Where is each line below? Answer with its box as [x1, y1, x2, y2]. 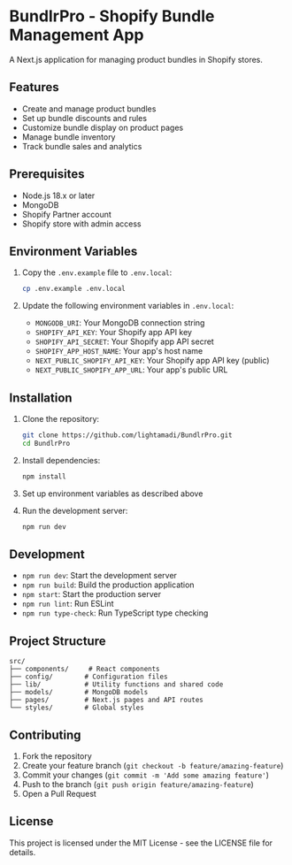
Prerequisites [9, 166, 85, 182]
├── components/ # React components [9, 665, 161, 674]
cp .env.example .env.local [21, 285, 126, 294]
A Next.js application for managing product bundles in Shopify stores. [9, 54, 264, 65]
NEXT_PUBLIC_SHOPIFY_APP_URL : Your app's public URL [35, 364, 228, 375]
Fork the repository [21, 751, 93, 762]
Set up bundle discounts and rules [21, 112, 148, 123]
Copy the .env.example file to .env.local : [21, 267, 173, 278]
